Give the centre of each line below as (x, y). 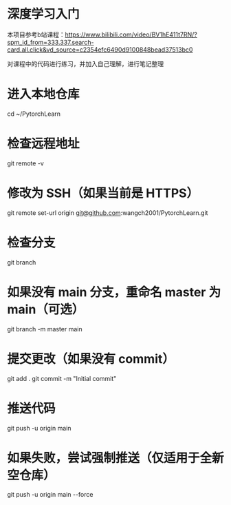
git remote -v (26, 163)
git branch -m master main (45, 329)
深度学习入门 (44, 14)
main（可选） (46, 309)
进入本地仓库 (44, 94)
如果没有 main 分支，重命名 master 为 (114, 292)
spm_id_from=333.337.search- (51, 42)
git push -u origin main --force (50, 495)
